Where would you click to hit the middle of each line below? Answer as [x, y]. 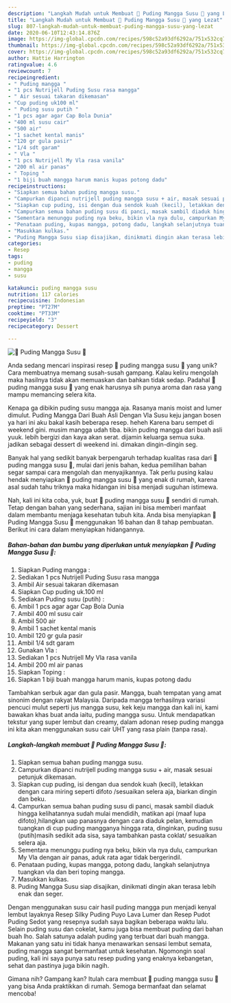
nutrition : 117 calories [43, 294]
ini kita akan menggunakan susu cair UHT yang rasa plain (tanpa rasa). [108, 729]
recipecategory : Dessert [43, 326]
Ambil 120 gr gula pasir [50, 635]
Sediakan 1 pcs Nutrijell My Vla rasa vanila [77, 657]
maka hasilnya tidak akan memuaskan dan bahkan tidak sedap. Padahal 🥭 [112, 379]
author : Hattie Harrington [46, 58]
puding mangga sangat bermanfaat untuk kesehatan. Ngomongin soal [107, 951]
